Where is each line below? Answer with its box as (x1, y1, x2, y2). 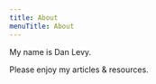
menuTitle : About (9, 22, 75, 31)
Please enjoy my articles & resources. (9, 64, 149, 75)
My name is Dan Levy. (9, 46, 92, 57)
